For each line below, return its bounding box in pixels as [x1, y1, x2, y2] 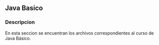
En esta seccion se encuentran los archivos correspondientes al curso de [5, 30, 154, 36]
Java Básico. [5, 35, 31, 41]
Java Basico [5, 4, 43, 12]
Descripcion [5, 19, 35, 26]
